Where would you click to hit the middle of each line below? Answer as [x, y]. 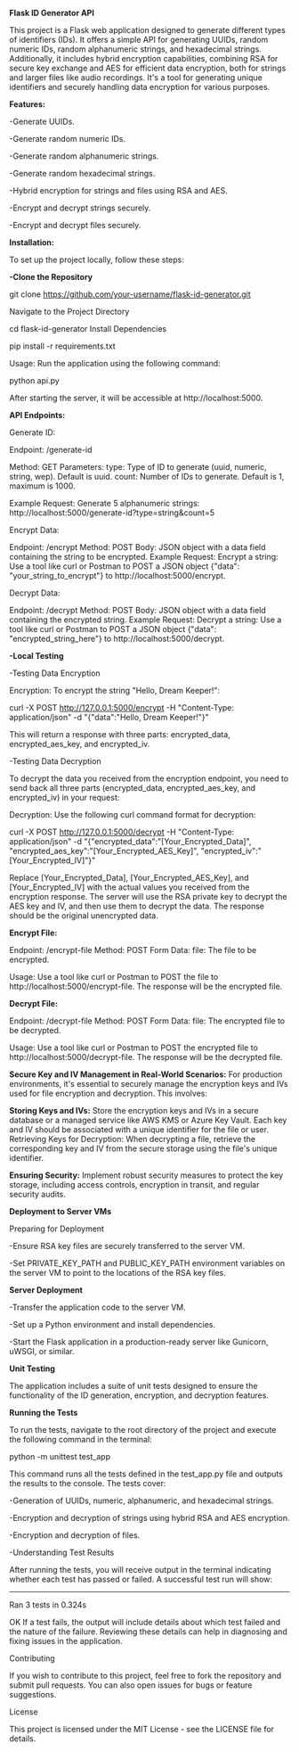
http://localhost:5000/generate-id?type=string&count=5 [112, 513]
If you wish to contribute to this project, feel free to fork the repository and [145, 1676]
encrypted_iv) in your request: [65, 797]
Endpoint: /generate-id [51, 450]
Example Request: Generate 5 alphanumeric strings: [105, 503]
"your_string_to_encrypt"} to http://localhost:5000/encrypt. [117, 575]
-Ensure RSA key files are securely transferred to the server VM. [127, 1246]
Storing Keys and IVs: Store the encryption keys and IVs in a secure [134, 1110]
